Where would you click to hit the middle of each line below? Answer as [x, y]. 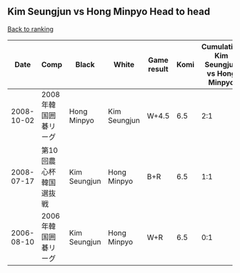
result [159, 69]
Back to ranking [30, 29]
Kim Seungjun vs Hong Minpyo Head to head [109, 12]
